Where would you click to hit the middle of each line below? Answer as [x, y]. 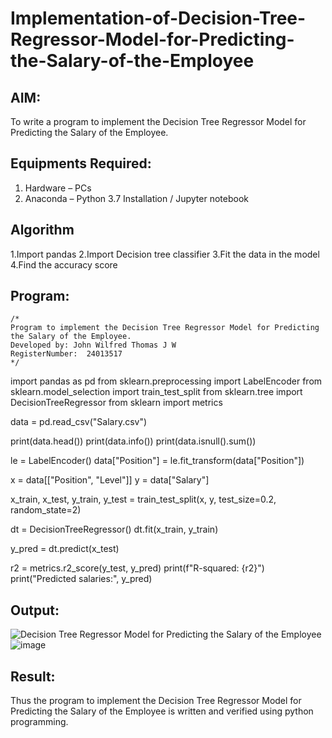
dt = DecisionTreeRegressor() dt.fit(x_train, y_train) [114, 529]
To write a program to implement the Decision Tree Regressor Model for [158, 121]
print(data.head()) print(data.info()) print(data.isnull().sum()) [133, 441]
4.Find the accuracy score [64, 264]
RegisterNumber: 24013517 [66, 354]
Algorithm [42, 230]
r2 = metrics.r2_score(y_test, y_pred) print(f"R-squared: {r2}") [137, 568]
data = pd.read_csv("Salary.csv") [79, 422]
